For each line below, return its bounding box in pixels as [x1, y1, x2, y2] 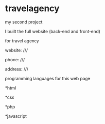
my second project [5, 19, 43, 25]
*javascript [5, 113, 27, 119]
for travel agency [5, 37, 39, 44]
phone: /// [5, 56, 25, 62]
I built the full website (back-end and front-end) [5, 28, 101, 34]
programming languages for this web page [5, 75, 90, 81]
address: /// [5, 66, 29, 72]
